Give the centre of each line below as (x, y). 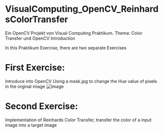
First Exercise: (35, 68)
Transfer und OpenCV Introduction (40, 38)
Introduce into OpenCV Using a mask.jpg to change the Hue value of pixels (81, 81)
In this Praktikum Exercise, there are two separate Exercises (66, 48)
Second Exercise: (42, 106)
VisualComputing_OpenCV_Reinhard (82, 9)
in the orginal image (25, 86)
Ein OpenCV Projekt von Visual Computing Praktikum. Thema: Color (74, 33)
